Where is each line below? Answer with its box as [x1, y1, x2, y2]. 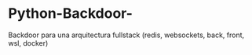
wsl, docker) [8, 38, 49, 47]
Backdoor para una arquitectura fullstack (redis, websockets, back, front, [8, 30, 245, 40]
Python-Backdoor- [8, 5, 133, 22]
